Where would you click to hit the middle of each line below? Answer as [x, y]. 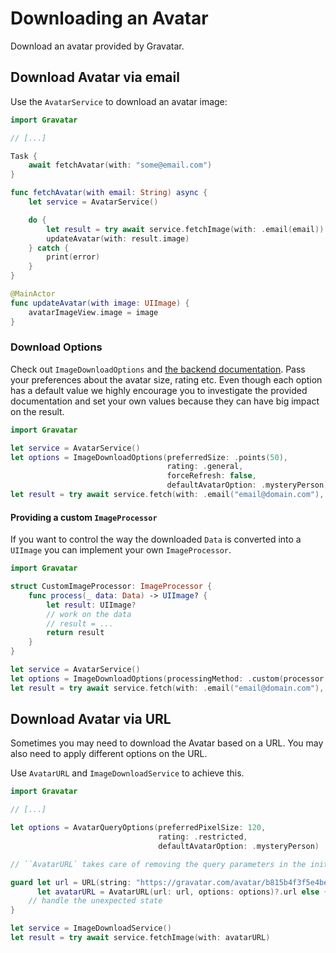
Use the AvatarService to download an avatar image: [119, 101]
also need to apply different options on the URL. [109, 754]
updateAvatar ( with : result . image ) [118, 238]
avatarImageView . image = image [93, 312]
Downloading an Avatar [109, 18]
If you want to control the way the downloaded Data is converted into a [156, 539]
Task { [24, 156]
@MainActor [33, 294]
